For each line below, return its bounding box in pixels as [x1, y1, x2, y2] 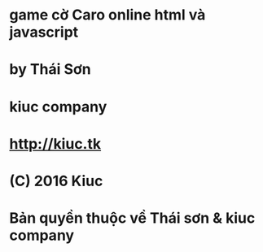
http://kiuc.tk [9, 134, 102, 153]
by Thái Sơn [9, 60, 92, 79]
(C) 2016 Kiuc [9, 172, 103, 190]
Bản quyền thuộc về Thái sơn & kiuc [9, 209, 256, 228]
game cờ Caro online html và [9, 6, 206, 24]
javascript [9, 23, 79, 41]
